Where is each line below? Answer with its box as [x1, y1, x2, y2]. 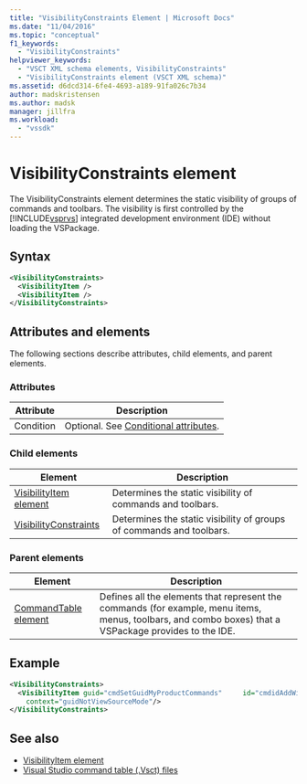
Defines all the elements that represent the [99, 590, 282, 603]
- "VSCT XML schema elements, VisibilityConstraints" [17, 65, 227, 74]
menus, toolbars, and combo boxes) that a [99, 613, 281, 626]
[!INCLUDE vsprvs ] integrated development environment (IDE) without [9, 212, 271, 224]
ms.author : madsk [9, 98, 76, 108]
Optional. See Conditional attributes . [64, 419, 220, 432]
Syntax [9, 249, 51, 265]
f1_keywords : [9, 38, 59, 48]
